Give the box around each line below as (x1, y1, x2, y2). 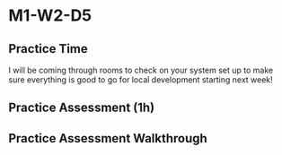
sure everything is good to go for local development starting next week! (8, 74, 273, 85)
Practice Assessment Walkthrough (8, 131, 207, 146)
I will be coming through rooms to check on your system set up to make (8, 65, 274, 75)
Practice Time (8, 41, 89, 56)
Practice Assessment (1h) (8, 100, 155, 116)
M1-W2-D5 (8, 5, 93, 26)
